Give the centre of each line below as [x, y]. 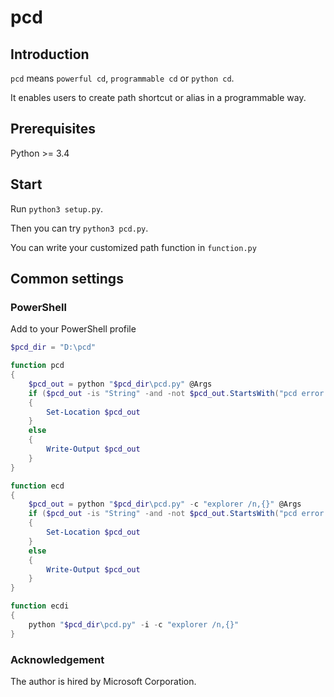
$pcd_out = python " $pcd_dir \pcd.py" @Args [120, 384]
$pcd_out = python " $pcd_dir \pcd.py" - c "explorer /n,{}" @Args [165, 504]
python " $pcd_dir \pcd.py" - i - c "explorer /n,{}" [134, 624]
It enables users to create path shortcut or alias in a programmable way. [158, 97]
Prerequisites [53, 129]
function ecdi [40, 606]
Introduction [50, 54]
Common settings [67, 279]
